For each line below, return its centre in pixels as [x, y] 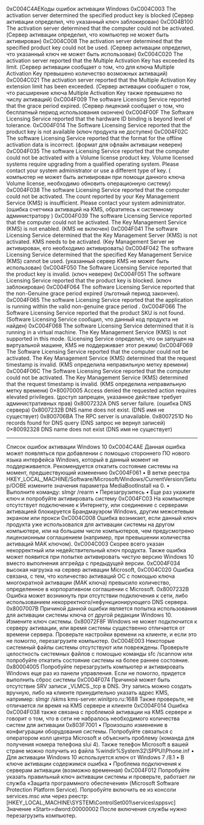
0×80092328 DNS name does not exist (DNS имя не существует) [89, 429]
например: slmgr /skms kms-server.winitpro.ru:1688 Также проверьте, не [100, 699]
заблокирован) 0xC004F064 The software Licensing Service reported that [101, 287]
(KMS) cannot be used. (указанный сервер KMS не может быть [88, 261]
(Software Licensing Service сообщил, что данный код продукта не [92, 319]
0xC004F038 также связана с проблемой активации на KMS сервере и [99, 712]
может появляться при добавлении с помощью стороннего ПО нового [98, 453]
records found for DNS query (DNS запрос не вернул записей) [86, 423]
